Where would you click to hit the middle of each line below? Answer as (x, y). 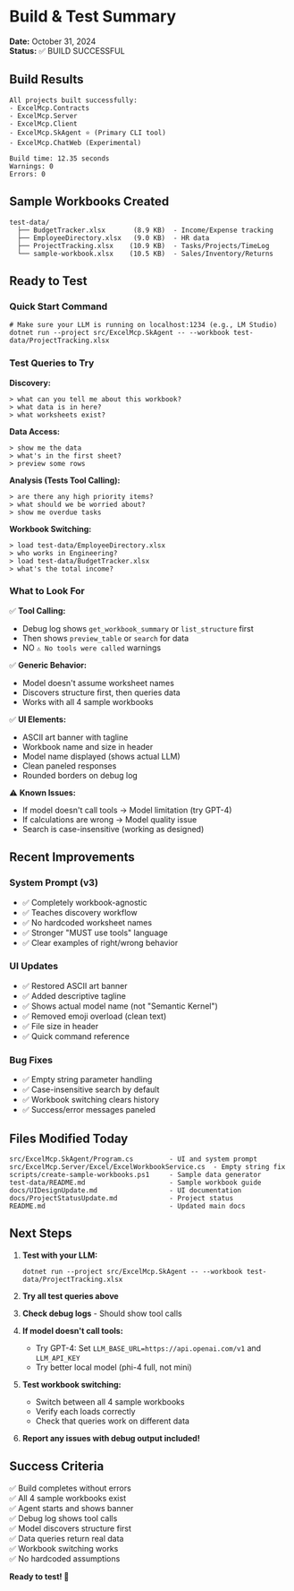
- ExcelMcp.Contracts (50, 108)
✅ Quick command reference (76, 1036)
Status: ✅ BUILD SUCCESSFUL (67, 50)
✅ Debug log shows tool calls (63, 1518)
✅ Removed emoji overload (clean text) (94, 1016)
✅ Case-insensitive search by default (91, 1089)
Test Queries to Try (52, 363)
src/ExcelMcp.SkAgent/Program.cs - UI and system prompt (133, 1159)
